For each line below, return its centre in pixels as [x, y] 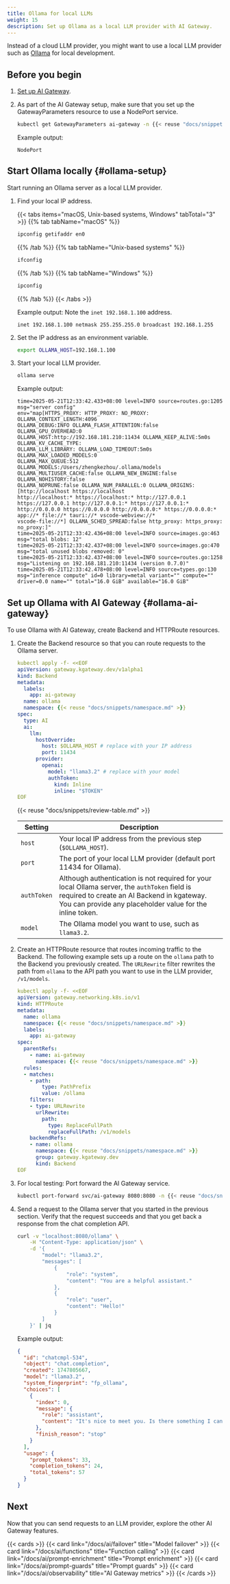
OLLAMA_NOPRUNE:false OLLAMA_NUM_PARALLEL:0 [81, 486]
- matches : [39, 1074]
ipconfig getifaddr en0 [51, 234]
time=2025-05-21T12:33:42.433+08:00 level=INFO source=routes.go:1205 [120, 401]
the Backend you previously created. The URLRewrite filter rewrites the [116, 964]
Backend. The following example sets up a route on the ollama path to [115, 957]
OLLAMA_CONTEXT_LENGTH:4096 [57, 420]
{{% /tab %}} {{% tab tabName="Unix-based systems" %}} [101, 247]
